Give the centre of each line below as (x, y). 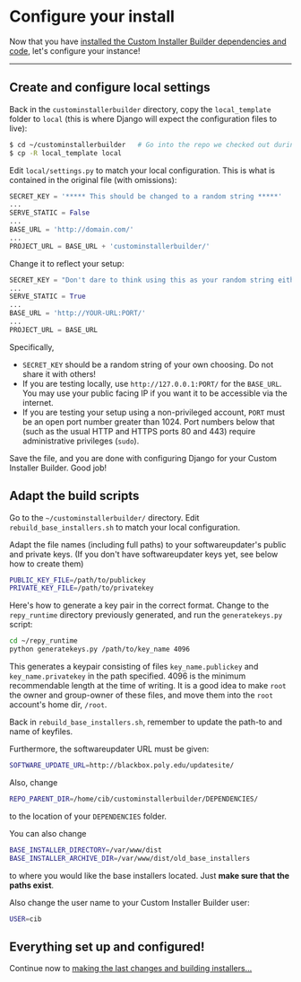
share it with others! (59, 373)
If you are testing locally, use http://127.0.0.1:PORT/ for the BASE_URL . (152, 383)
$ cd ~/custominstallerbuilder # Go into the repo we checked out (140, 145)
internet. (38, 402)
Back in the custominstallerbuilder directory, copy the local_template (140, 109)
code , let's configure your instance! (75, 50)
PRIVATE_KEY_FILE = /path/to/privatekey (82, 588)
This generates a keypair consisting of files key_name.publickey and (134, 667)
